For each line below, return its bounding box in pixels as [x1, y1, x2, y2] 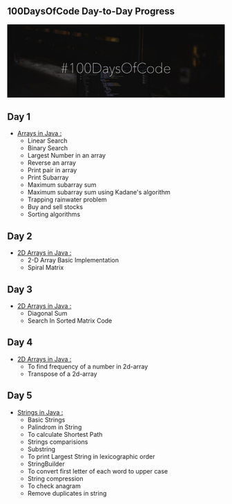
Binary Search [27, 144, 68, 152]
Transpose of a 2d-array [27, 370, 98, 378]
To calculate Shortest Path [27, 430, 103, 438]
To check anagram [27, 481, 81, 490]
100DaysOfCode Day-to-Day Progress [7, 6, 175, 17]
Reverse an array [27, 159, 77, 167]
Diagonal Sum [27, 309, 68, 318]
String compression [27, 474, 84, 483]
